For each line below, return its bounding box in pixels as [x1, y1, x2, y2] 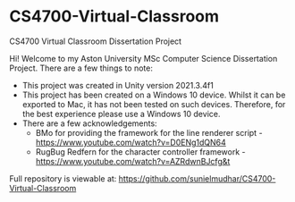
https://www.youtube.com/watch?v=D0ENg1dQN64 [35, 137, 226, 147]
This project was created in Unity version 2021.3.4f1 [21, 80, 215, 90]
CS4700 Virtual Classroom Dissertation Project [9, 36, 181, 46]
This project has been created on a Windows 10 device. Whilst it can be [21, 89, 286, 100]
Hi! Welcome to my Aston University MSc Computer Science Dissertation [9, 53, 278, 63]
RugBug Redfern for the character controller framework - [35, 146, 246, 157]
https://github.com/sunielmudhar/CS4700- [118, 173, 276, 184]
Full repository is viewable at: [9, 173, 117, 184]
